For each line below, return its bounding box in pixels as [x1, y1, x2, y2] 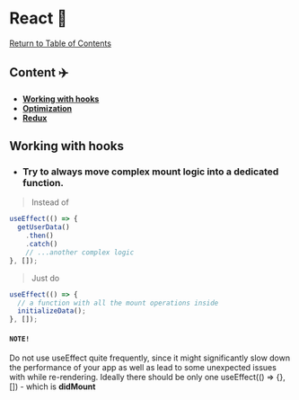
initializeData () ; [17, 307, 87, 316]
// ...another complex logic [25, 247, 135, 257]
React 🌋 [9, 8, 67, 29]
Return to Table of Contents [9, 38, 112, 49]
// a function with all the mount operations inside [17, 298, 219, 307]
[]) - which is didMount [9, 381, 96, 392]
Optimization [22, 102, 73, 113]
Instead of [31, 197, 69, 208]
